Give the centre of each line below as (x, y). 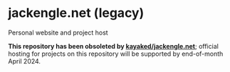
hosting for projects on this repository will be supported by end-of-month (116, 54)
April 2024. (25, 61)
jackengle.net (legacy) (76, 13)
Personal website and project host (58, 32)
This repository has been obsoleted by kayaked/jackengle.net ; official (114, 46)
